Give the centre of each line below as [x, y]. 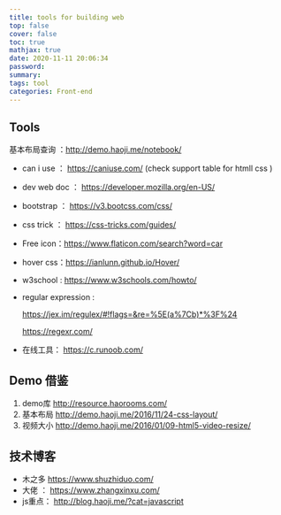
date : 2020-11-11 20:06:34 [59, 58]
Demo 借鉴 [39, 380]
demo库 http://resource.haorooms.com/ [95, 404]
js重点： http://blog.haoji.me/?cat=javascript [103, 501]
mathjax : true [35, 50]
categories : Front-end [51, 91]
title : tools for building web [67, 17]
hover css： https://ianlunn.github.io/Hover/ [100, 263]
